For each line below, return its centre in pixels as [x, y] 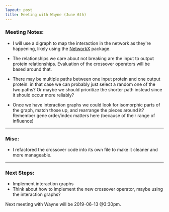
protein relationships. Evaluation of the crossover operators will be [81, 64]
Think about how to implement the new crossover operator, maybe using [88, 189]
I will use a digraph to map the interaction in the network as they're [82, 43]
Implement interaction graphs [43, 184]
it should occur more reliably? [43, 95]
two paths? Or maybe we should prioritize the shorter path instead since [87, 89]
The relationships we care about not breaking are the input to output [83, 58]
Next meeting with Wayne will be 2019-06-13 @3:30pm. [63, 204]
